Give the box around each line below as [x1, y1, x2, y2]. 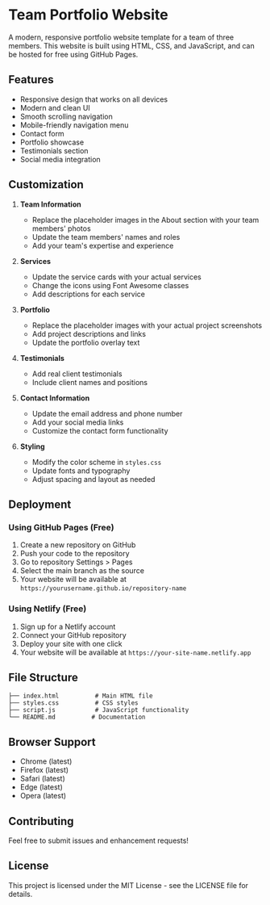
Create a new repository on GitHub [19, 540, 136, 550]
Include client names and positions [31, 377, 147, 387]
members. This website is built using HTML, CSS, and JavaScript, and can [8, 40, 255, 50]
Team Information [19, 199, 82, 209]
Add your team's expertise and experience [31, 241, 174, 250]
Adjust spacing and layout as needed [31, 474, 156, 484]
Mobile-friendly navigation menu [19, 119, 129, 130]
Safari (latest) [19, 773, 66, 784]
